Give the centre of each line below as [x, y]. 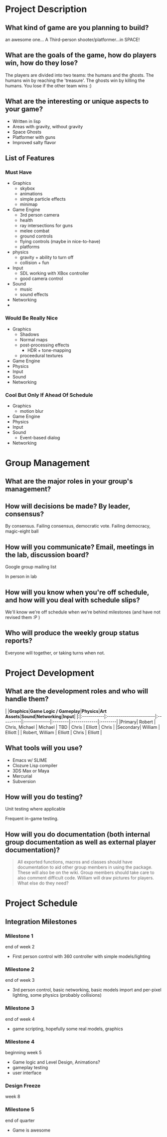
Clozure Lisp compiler [35, 765]
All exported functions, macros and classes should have [75, 862]
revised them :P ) [23, 617]
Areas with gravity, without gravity [48, 126]
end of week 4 [20, 1019]
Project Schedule [41, 903]
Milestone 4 [20, 1042]
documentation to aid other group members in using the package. [85, 867]
